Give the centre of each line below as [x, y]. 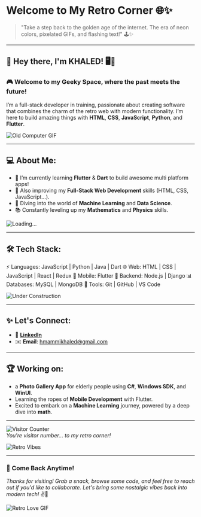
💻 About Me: [31, 161]
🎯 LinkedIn [28, 335]
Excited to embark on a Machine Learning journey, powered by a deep [102, 405]
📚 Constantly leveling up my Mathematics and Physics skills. [92, 210]
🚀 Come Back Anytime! [40, 468]
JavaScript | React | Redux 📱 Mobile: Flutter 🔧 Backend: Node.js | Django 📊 [99, 276]
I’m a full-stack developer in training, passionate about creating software [96, 105]
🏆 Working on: [35, 369]
